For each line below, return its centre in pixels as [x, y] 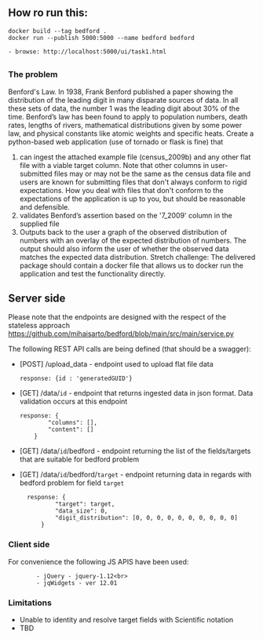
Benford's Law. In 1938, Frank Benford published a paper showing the [121, 91]
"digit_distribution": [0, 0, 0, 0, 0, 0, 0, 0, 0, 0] [146, 518]
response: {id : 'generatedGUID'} [76, 379]
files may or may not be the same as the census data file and [152, 173]
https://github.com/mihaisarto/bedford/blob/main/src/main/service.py [121, 334]
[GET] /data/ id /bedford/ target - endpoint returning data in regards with [135, 475]
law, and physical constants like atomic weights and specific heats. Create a [131, 133]
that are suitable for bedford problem [79, 459]
